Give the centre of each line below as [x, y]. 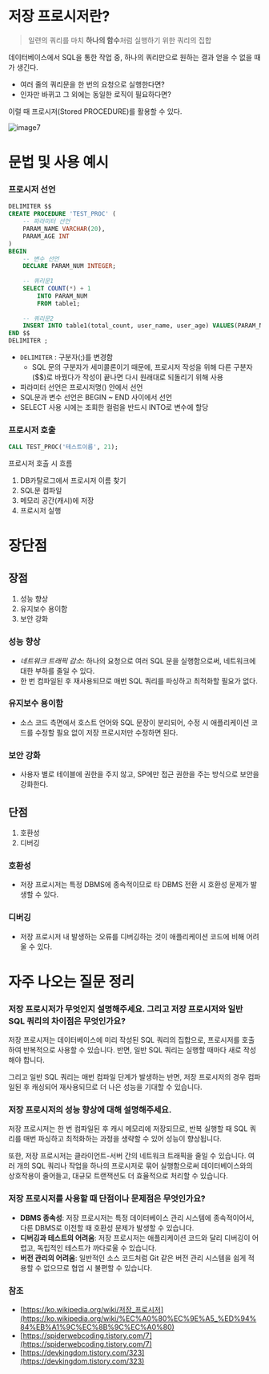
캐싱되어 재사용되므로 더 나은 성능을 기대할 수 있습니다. [117, 1087]
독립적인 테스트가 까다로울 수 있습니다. [97, 1247]
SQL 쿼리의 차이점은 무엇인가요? [67, 1021]
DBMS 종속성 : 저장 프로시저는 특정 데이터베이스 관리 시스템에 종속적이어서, [137, 1218]
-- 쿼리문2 [38, 318]
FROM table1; [59, 303]
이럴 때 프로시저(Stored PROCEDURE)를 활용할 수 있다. [95, 111]
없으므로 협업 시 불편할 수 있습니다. [98, 1267]
